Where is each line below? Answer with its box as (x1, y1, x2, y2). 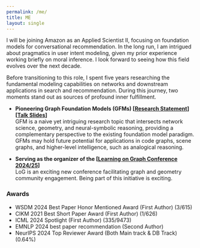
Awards (6, 190, 30, 198)
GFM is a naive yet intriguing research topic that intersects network (15, 118, 184, 125)
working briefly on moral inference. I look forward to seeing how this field (6, 56, 190, 64)
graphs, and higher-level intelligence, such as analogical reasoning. (15, 143, 184, 151)
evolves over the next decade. (6, 62, 82, 70)
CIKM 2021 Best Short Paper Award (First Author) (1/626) (15, 210, 158, 217)
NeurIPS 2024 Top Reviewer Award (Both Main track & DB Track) (15, 229, 178, 237)
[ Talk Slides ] (15, 111, 47, 119)
